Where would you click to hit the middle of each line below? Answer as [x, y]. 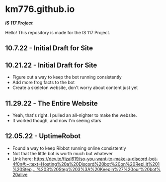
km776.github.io [40, 9]
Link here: [23, 159]
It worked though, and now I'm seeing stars [57, 120]
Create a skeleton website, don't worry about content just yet [75, 88]
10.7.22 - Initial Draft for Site [49, 48]
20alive [20, 175]
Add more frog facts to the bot [43, 83]
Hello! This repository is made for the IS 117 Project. [58, 32]
